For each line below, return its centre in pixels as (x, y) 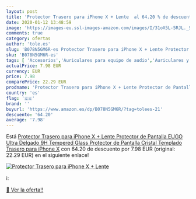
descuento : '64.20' (30, 114)
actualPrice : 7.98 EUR (34, 66)
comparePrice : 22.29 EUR (36, 82)
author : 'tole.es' (28, 44)
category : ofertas (28, 39)
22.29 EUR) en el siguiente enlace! (48, 155)
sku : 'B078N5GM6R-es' (32, 55)
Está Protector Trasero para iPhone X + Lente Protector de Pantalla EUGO (94, 137)
